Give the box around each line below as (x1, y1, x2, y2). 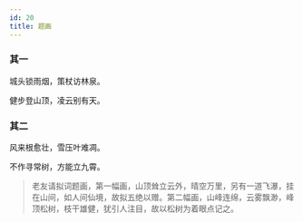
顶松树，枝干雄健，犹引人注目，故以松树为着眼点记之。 (31, 203, 239, 214)
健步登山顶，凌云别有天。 (9, 94, 105, 105)
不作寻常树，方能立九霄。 (9, 161, 105, 172)
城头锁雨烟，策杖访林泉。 (9, 75, 105, 86)
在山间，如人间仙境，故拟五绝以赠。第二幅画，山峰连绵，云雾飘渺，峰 (31, 192, 295, 203)
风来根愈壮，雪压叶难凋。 (9, 142, 105, 153)
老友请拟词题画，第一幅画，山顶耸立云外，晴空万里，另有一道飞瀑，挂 (31, 180, 295, 191)
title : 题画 (9, 22, 52, 31)
